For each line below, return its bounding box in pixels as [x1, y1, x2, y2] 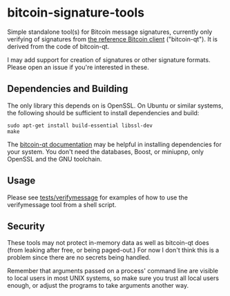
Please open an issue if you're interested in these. [7, 63, 150, 71]
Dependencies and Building [7, 83, 128, 95]
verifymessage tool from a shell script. [7, 200, 117, 208]
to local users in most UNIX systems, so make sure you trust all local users [7, 274, 220, 282]
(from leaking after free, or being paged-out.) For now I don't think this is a [7, 246, 220, 255]
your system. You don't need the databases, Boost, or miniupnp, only [7, 147, 204, 156]
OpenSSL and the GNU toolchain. [7, 155, 102, 163]
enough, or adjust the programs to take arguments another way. [7, 282, 189, 290]
